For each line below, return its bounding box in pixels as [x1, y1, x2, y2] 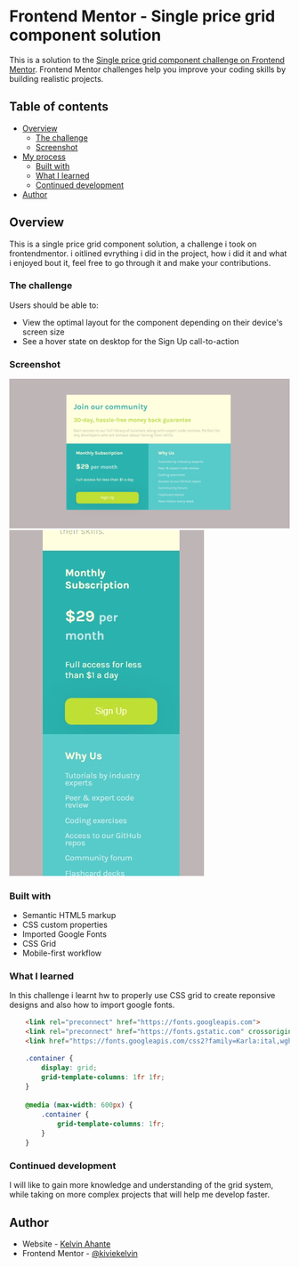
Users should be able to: [9, 300, 100, 311]
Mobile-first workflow [21, 948, 102, 958]
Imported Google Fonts [21, 929, 107, 940]
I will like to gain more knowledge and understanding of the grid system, [9, 1180, 274, 1190]
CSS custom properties [21, 919, 109, 931]
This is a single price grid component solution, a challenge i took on [9, 238, 257, 249]
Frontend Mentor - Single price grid [9, 6, 276, 27]
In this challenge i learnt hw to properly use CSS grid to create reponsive [9, 990, 276, 1001]
